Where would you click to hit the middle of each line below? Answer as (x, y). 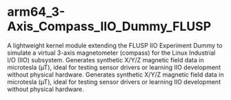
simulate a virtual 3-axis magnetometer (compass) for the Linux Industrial (111, 53)
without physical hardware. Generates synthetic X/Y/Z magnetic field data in (115, 74)
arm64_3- (36, 12)
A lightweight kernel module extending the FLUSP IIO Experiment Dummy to (115, 45)
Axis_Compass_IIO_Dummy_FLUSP (109, 26)
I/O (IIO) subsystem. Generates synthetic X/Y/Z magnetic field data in (106, 60)
